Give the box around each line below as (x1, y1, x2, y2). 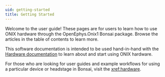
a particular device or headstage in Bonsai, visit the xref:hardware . (5, 66, 142, 72)
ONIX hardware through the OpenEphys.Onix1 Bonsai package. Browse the (5, 31, 158, 37)
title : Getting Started (5, 12, 55, 17)
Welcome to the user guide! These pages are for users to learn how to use (5, 25, 158, 31)
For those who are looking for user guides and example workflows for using (5, 61, 160, 67)
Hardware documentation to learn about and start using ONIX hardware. (5, 51, 153, 57)
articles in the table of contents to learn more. (5, 36, 99, 42)
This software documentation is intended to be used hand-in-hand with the (5, 46, 159, 52)
